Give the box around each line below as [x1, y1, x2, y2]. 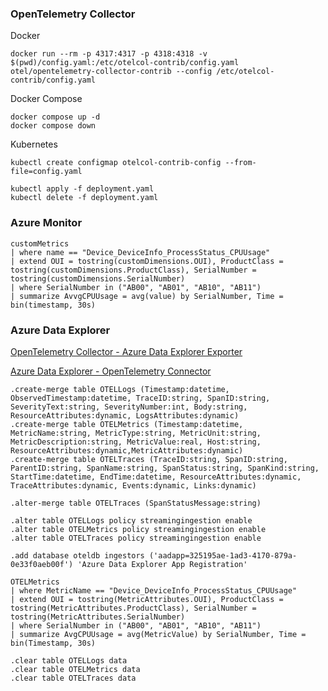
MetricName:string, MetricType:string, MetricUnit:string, [10, 428, 262, 438]
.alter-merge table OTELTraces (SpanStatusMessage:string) [10, 498, 262, 508]
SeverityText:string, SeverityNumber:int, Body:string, [10, 402, 248, 412]
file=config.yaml [10, 167, 83, 177]
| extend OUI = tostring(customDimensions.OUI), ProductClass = [10, 256, 284, 266]
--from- [224, 158, 257, 168]
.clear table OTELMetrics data [10, 664, 141, 674]
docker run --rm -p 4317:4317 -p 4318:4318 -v [10, 49, 208, 59]
